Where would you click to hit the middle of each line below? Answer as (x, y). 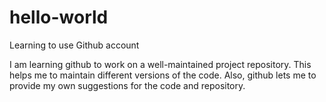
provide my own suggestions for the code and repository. (127, 85)
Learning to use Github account (74, 45)
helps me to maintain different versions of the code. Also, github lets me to (163, 75)
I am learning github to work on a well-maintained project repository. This (160, 64)
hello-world (59, 17)
